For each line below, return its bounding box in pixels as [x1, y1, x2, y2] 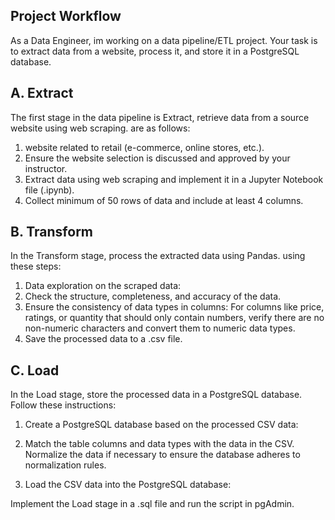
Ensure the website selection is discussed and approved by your [24, 152, 291, 164]
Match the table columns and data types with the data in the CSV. [24, 438, 295, 450]
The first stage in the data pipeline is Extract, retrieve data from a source [10, 111, 310, 123]
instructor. [24, 162, 68, 174]
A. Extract [10, 85, 74, 102]
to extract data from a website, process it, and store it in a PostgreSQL [10, 45, 300, 57]
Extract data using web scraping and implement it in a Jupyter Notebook [24, 173, 324, 185]
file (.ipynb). [24, 184, 75, 196]
